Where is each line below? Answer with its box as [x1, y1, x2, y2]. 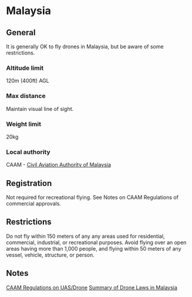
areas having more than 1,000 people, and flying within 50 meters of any [6, 245, 181, 252]
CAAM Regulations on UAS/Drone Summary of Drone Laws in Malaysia [6, 283, 178, 291]
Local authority [6, 148, 51, 156]
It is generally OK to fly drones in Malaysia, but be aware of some [6, 43, 164, 50]
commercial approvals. [6, 200, 62, 207]
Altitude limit [6, 63, 44, 72]
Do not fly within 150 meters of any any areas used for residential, [6, 232, 166, 239]
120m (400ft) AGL [6, 77, 49, 85]
